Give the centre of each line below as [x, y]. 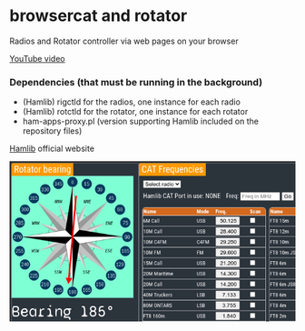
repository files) [52, 131]
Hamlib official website [52, 149]
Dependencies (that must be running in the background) [136, 82]
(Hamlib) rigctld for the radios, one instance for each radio [131, 102]
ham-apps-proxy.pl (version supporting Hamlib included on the [140, 121]
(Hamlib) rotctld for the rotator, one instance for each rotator [135, 112]
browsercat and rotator [98, 16]
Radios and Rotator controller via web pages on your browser [124, 41]
